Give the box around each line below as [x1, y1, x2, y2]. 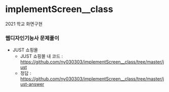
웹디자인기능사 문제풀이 [5, 34, 59, 41]
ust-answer [20, 81, 45, 87]
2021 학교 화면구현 [5, 21, 43, 27]
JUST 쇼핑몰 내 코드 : [20, 53, 63, 59]
